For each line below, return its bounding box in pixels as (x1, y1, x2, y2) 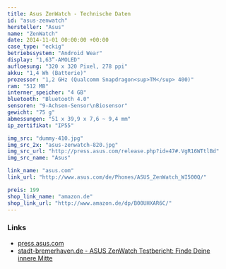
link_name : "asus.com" (7, 167, 74, 174)
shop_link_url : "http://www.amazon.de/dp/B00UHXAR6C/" (7, 199, 172, 207)
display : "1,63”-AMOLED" (7, 56, 81, 64)
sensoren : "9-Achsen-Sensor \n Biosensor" (7, 102, 129, 109)
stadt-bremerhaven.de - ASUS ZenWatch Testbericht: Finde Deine (17, 246, 210, 255)
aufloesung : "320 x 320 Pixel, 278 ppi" (7, 63, 129, 70)
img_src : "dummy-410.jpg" (7, 135, 83, 142)
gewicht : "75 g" (7, 109, 55, 116)
